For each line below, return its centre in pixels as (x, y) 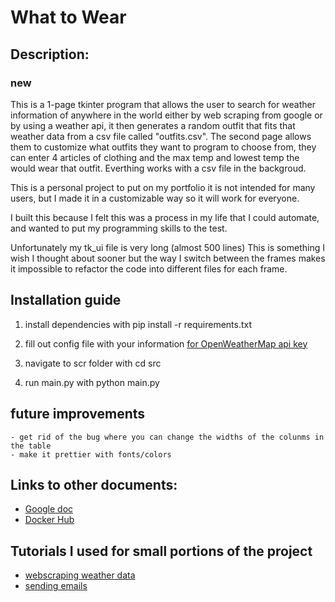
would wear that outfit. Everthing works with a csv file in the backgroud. (158, 168)
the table (31, 446)
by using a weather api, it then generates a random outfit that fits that (153, 125)
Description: (50, 54)
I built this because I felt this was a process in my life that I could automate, (165, 217)
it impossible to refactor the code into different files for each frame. (149, 268)
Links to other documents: (94, 484)
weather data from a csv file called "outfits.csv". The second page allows (161, 136)
